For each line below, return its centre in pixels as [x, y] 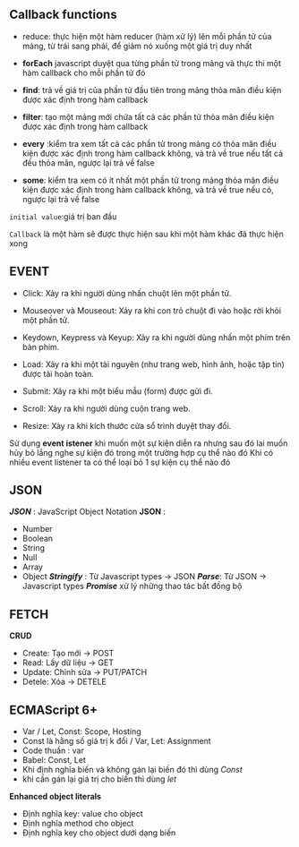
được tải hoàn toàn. [58, 373]
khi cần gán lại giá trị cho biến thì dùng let [99, 779]
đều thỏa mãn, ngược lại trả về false [88, 163]
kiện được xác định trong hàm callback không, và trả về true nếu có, [148, 189]
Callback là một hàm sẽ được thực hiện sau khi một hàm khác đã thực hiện [146, 234]
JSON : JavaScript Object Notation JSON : [88, 512]
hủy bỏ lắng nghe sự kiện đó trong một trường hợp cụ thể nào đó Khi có [141, 452]
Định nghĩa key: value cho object [82, 814]
